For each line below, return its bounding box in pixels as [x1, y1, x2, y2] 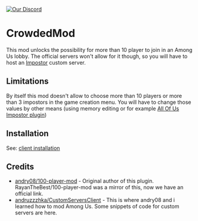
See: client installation [6, 144, 60, 152]
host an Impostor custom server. [6, 59, 86, 66]
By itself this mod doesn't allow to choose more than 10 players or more [6, 92, 182, 99]
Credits [6, 161, 35, 171]
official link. [14, 190, 44, 197]
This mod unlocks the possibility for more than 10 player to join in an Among [6, 46, 193, 53]
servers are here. [14, 209, 57, 216]
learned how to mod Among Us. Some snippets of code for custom [14, 203, 180, 210]
